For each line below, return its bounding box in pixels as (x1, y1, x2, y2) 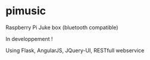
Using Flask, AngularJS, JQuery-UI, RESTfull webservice (5, 46, 145, 54)
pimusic (5, 4, 46, 18)
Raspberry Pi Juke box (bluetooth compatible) (5, 24, 118, 31)
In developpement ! (5, 35, 53, 42)
